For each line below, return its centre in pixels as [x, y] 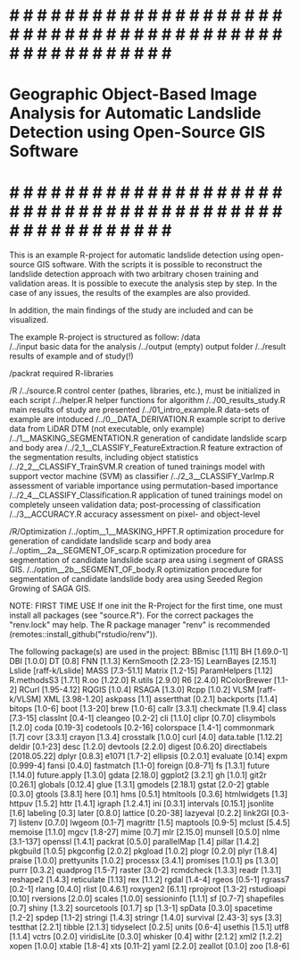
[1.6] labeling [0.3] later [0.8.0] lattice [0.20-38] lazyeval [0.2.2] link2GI [139, 813]
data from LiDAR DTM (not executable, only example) [107, 429]
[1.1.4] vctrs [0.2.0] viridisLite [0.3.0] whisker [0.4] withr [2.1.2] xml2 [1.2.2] [146, 937]
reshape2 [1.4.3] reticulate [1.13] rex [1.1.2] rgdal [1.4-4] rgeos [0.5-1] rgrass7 [149, 880]
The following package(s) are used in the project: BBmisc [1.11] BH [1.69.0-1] [149, 652]
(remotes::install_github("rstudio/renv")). [83, 635]
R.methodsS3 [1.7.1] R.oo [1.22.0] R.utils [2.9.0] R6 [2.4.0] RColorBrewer [141, 680]
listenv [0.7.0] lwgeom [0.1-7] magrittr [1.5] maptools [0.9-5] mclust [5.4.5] [154, 822]
